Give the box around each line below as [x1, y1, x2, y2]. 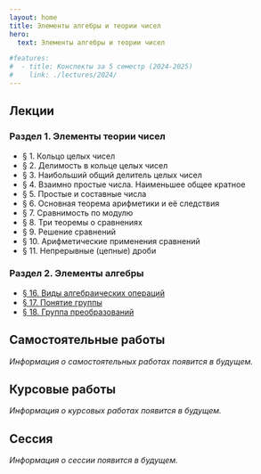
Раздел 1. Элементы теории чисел [9, 130, 167, 143]
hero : [9, 29, 29, 38]
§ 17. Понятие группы [21, 297, 102, 307]
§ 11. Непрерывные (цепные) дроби [21, 245, 157, 256]
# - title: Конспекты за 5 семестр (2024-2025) [9, 62, 193, 71]
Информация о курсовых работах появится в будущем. [9, 405, 222, 416]
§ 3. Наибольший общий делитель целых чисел [21, 169, 203, 180]
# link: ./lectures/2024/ [9, 70, 118, 80]
